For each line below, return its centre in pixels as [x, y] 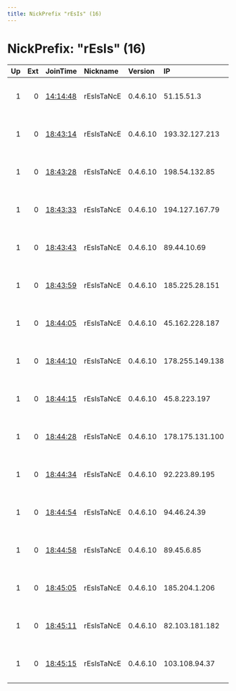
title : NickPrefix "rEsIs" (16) [54, 14]
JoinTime [61, 71]
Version [142, 71]
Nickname [101, 71]
